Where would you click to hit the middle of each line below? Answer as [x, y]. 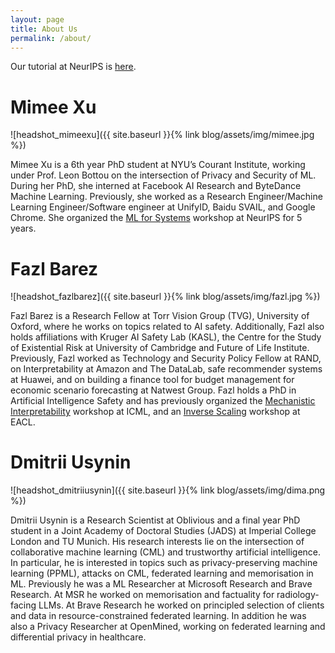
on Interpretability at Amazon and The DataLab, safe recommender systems [166, 369]
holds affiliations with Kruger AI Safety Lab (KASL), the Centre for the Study [166, 337]
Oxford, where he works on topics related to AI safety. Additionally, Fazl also [167, 327]
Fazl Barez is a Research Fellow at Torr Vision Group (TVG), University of [160, 316]
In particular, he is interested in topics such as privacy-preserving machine [164, 563]
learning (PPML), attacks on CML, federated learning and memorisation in [162, 573]
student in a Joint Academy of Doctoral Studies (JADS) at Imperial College [163, 531]
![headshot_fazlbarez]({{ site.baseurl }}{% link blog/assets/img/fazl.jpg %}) [165, 297]
